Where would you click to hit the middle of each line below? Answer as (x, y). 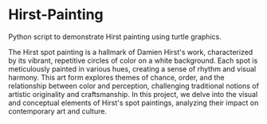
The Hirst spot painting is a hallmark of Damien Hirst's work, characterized (131, 52)
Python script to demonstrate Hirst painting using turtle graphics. (115, 37)
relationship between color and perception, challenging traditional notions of (133, 86)
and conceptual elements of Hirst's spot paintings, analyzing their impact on (133, 103)
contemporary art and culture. (58, 111)
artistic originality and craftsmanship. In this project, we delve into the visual (133, 94)
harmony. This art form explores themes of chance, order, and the (116, 77)
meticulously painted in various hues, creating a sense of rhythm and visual (132, 68)
